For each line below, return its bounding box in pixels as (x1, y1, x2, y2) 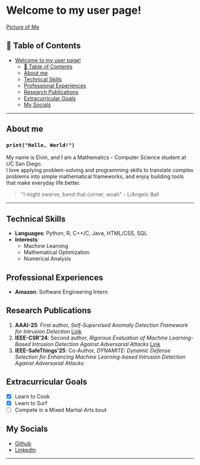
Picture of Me (6, 23, 40, 30)
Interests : (14, 236, 40, 243)
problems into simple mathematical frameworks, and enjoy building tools (6, 173, 185, 180)
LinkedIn (14, 446, 36, 453)
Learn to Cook (14, 393, 51, 400)
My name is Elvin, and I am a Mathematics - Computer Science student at (6, 154, 186, 161)
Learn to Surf (14, 399, 48, 406)
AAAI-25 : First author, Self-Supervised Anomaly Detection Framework (14, 321, 189, 329)
